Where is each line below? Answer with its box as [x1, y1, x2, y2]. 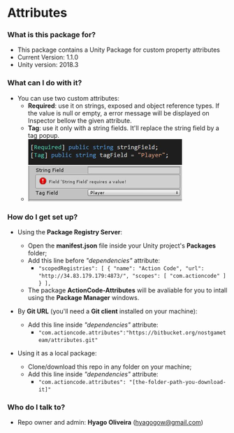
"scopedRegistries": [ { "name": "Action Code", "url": [38, 265, 205, 272]
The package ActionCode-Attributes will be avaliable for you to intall [27, 286, 228, 294]
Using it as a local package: [17, 349, 97, 357]
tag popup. [27, 131, 60, 139]
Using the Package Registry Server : [17, 228, 123, 236]
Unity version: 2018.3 [17, 61, 79, 69]
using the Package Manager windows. [27, 294, 140, 302]
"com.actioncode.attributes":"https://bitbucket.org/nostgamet [38, 329, 226, 336]
